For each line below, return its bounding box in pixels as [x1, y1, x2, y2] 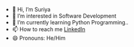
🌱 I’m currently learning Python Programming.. [12, 19, 129, 26]
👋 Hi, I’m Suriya [12, 6, 51, 13]
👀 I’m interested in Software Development [12, 12, 117, 20]
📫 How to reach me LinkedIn [12, 26, 86, 33]
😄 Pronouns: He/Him [12, 34, 66, 42]
